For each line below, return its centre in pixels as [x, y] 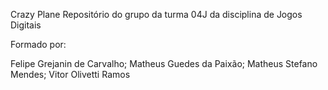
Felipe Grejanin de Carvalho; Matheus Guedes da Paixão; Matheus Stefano [164, 63]
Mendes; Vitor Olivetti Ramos [70, 74]
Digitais [26, 25]
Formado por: [38, 44]
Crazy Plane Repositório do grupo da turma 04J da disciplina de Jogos [156, 14]
